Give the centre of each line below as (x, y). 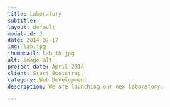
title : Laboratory (34, 14)
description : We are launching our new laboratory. (85, 86)
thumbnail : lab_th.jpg (41, 54)
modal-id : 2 (25, 34)
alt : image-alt (30, 60)
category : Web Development (47, 80)
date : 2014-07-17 (33, 40)
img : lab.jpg (27, 47)
